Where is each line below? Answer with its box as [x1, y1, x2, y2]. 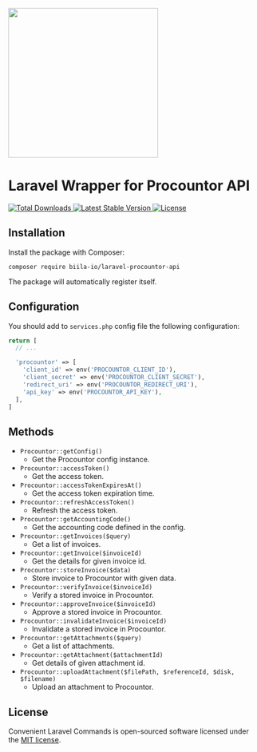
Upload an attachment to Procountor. [31, 683, 154, 692]
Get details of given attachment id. [31, 659, 145, 668]
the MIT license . [8, 735, 61, 745]
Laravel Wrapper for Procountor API [8, 176, 250, 195]
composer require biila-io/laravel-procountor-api [8, 263, 180, 271]
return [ [8, 336, 38, 345]
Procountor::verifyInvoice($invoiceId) [19, 584, 153, 592]
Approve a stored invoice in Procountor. [31, 608, 163, 617]
